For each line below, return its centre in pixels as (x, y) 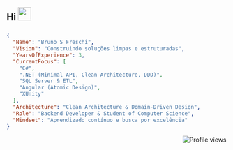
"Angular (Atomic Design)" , (60, 88)
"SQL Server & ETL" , (49, 81)
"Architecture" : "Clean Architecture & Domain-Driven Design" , (106, 107)
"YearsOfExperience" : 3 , (49, 55)
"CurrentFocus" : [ (40, 61)
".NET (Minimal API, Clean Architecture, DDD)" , (91, 75)
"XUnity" (32, 94)
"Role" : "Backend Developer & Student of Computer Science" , (104, 113)
